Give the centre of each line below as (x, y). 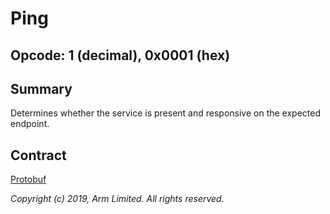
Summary (41, 88)
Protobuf (28, 179)
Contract (38, 155)
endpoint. (30, 124)
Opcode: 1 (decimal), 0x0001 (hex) (120, 55)
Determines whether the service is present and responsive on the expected (165, 113)
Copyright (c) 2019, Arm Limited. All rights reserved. (117, 199)
